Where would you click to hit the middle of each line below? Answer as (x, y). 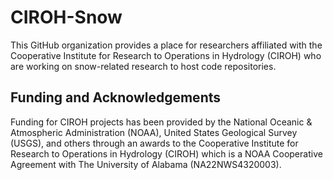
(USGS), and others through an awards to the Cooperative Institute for (154, 143)
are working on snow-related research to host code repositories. (143, 66)
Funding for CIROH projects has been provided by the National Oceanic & (161, 122)
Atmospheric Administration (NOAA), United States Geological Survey (154, 132)
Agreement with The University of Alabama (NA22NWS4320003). (146, 164)
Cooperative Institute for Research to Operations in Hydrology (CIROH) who (166, 55)
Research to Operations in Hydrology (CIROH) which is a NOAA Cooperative (166, 153)
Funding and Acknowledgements (115, 97)
